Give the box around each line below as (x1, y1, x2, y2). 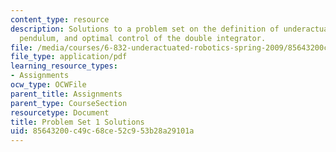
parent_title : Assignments (10, 89, 123, 99)
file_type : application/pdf (10, 52, 128, 62)
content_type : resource (10, 14, 110, 25)
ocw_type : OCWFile (10, 80, 87, 90)
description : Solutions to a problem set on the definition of (10, 24, 280, 34)
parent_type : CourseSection (10, 98, 128, 108)
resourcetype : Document (10, 107, 110, 118)
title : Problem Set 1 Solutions (10, 117, 145, 127)
